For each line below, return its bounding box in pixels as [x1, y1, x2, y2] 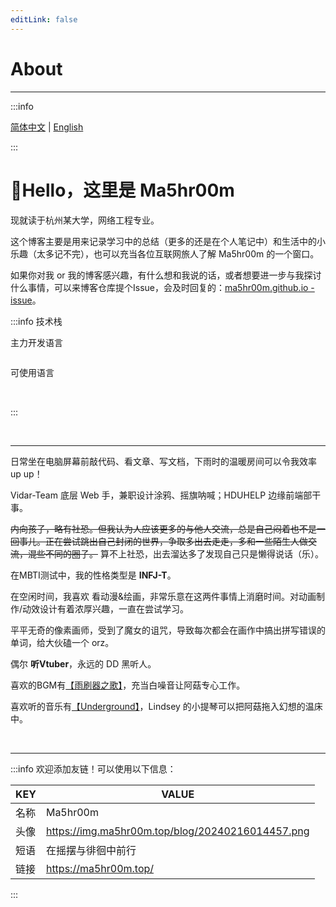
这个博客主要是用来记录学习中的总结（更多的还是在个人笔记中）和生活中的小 [10, 235, 326, 247]
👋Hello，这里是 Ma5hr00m [10, 179, 235, 201]
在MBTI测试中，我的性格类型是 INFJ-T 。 [10, 569, 177, 581]
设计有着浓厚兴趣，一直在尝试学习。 [39, 602, 190, 615]
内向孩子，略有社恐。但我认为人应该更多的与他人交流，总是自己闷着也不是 [10, 522, 317, 535]
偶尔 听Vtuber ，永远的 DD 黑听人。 [10, 657, 157, 670]
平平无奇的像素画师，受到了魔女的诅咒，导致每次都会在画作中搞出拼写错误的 [10, 624, 326, 636]
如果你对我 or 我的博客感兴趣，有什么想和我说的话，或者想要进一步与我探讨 [10, 269, 322, 281]
